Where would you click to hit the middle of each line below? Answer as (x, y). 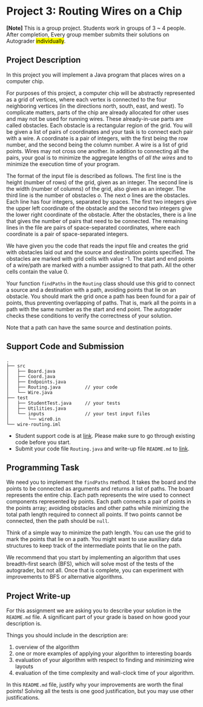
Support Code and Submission (65, 347)
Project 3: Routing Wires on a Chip (94, 11)
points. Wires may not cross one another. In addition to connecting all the (98, 151)
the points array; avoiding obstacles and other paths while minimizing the (98, 508)
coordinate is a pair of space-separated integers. (68, 234)
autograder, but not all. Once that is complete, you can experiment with (95, 570)
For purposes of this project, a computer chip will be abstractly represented (101, 93)
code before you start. (43, 442)
